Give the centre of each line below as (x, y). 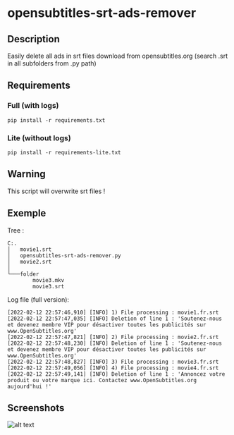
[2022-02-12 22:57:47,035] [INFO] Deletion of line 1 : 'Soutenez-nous (115, 319)
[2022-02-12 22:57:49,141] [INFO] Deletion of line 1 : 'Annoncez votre (116, 374)
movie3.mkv (49, 280)
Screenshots (36, 408)
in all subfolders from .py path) (52, 63)
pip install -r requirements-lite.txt (64, 152)
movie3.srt (49, 286)
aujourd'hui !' (30, 386)
